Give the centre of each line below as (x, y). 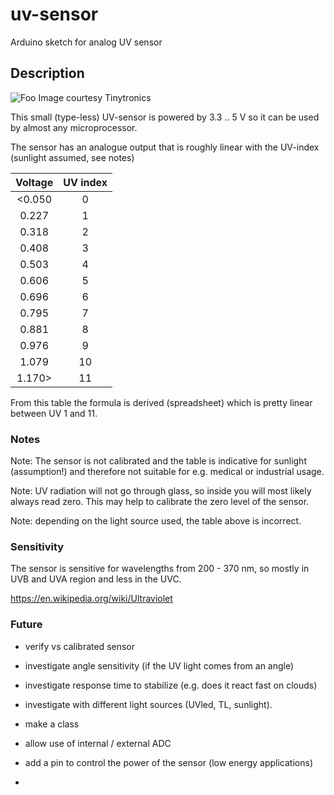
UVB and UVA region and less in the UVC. (96, 579)
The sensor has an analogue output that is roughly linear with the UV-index (165, 147)
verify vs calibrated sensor (80, 646)
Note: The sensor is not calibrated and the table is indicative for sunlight (158, 461)
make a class (52, 724)
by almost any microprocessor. (74, 127)
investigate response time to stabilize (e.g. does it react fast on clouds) (171, 685)
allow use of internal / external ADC (98, 743)
